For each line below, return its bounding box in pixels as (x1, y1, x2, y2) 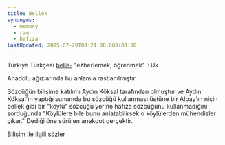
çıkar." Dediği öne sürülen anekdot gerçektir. (7, 117, 133, 124)
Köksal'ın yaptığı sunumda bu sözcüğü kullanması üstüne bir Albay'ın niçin (7, 95, 218, 103)
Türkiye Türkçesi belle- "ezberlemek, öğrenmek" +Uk (7, 61, 159, 69)
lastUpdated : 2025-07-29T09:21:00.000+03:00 (7, 42, 137, 49)
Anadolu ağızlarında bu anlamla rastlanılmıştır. (7, 74, 138, 82)
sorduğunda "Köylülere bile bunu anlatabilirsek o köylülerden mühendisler (7, 109, 217, 118)
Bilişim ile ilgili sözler (7, 130, 65, 138)
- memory (13, 23, 39, 30)
